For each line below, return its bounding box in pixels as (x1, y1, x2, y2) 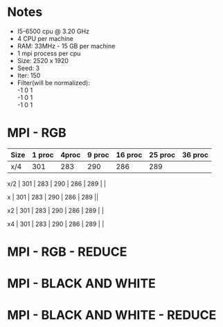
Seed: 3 (17, 64, 40, 72)
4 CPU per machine (17, 34, 74, 42)
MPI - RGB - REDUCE (7, 244, 127, 260)
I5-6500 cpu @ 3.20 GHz (17, 27, 90, 35)
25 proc (148, 150, 175, 159)
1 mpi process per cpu (17, 49, 81, 58)
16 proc (116, 150, 143, 159)
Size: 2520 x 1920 (17, 56, 69, 64)
